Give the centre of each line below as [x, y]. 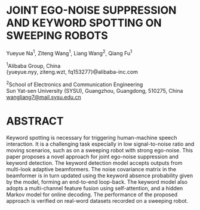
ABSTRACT [35, 121]
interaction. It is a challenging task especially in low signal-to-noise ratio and [100, 144]
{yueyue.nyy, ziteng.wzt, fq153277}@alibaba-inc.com [72, 72]
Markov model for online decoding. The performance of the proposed [92, 195]
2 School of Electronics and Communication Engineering [75, 84]
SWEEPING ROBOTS [57, 36]
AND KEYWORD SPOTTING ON [84, 23]
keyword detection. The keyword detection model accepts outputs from [94, 163]
